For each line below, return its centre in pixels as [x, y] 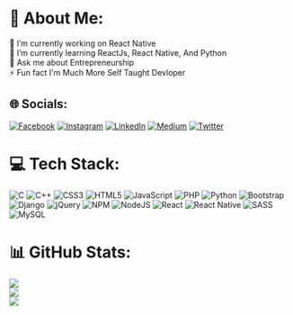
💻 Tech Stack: [65, 163]
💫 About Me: [57, 18]
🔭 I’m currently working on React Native [83, 43]
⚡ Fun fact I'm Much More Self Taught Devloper [98, 72]
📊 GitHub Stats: [71, 252]
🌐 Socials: [39, 104]
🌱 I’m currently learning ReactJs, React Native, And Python [118, 52]
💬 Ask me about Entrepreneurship [72, 62]
